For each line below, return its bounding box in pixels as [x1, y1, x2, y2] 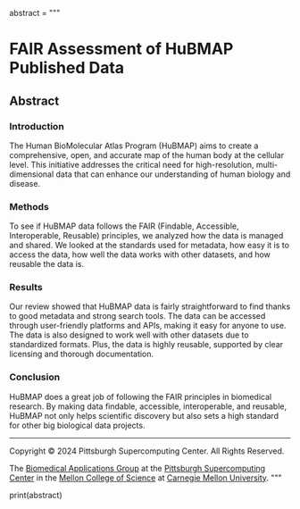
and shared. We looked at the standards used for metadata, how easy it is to [9, 240, 290, 251]
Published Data [9, 58, 125, 79]
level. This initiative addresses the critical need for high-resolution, [9, 159, 254, 170]
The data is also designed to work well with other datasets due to [9, 330, 249, 340]
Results [9, 281, 43, 294]
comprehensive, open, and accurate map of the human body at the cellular [9, 149, 284, 160]
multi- [255, 159, 279, 170]
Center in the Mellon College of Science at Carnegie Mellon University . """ [9, 472, 283, 483]
